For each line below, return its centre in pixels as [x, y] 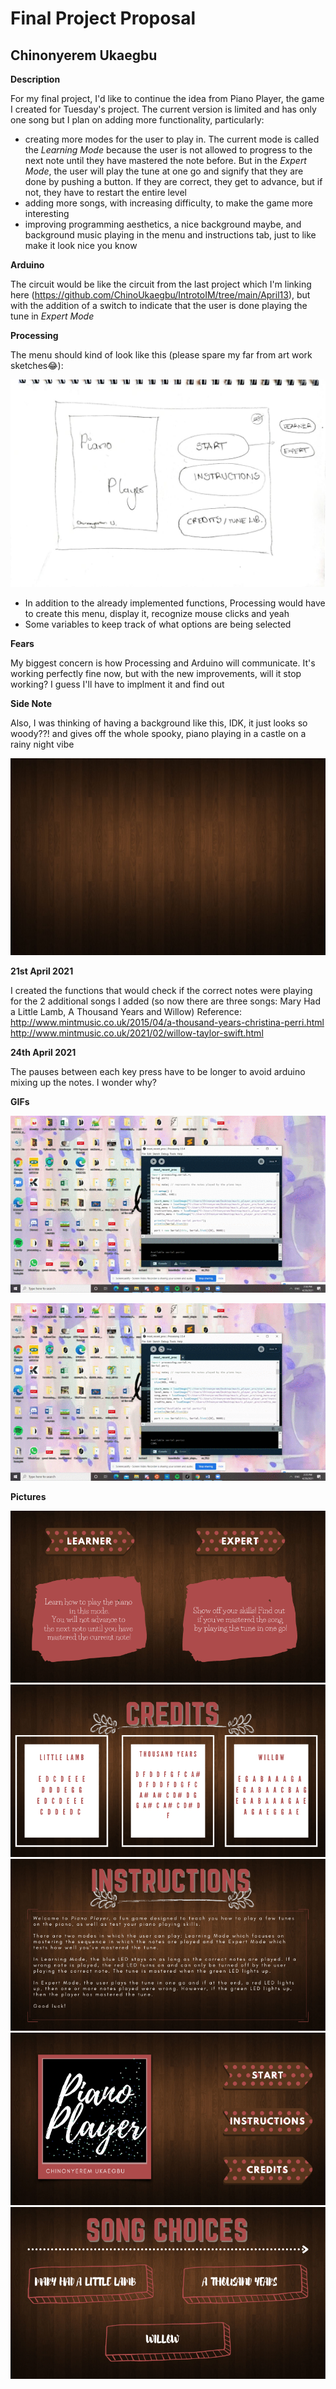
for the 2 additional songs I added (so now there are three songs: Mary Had [165, 1001]
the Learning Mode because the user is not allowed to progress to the [168, 150]
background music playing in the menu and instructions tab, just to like [170, 235]
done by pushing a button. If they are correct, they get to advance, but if [173, 181]
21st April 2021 [42, 971]
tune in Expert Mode [52, 316]
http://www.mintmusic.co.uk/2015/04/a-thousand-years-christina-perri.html [167, 1022]
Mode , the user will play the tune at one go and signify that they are [164, 171]
